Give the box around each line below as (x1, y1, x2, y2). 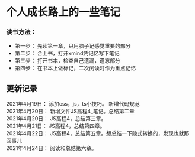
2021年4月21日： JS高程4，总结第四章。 (6, 122, 106, 130)
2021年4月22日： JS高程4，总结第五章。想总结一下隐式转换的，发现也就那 (6, 130, 190, 137)
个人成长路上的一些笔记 (6, 5, 121, 19)
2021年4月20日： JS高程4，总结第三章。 (6, 115, 107, 122)
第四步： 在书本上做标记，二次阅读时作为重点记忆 (14, 64, 136, 71)
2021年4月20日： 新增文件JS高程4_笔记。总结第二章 (6, 107, 135, 115)
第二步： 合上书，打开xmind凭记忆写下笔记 (14, 50, 120, 57)
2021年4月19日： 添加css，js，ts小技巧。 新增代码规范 (6, 100, 140, 107)
